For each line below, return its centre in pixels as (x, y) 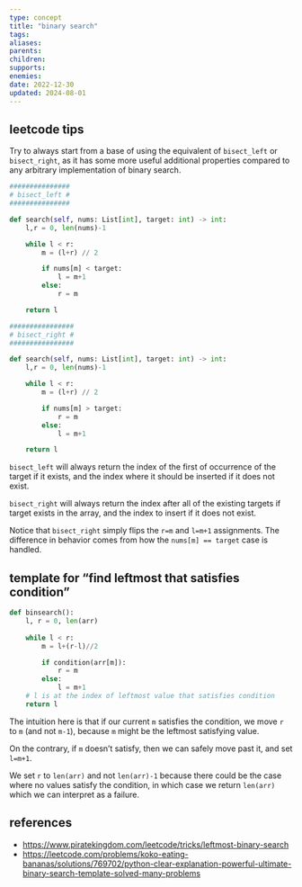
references (41, 823)
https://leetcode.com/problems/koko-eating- (105, 854)
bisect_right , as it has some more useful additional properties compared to (150, 161)
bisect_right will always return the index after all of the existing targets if (145, 504)
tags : (19, 34)
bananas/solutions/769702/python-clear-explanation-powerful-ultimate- (157, 864)
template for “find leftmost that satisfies (124, 578)
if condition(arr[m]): (84, 662)
